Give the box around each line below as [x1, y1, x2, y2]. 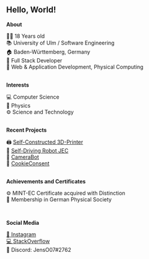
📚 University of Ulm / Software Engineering [6, 39, 115, 46]
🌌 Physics [6, 102, 31, 109]
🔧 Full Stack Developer [6, 56, 62, 64]
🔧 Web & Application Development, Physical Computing [6, 63, 144, 70]
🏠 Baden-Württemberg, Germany [6, 48, 91, 55]
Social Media [6, 219, 40, 226]
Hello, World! [6, 5, 56, 15]
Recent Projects [6, 126, 47, 133]
